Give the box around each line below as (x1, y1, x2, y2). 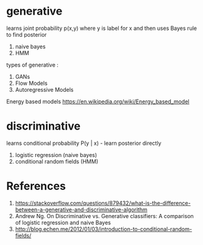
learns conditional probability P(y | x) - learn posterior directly (6, 139, 162, 147)
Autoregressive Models (15, 86, 74, 93)
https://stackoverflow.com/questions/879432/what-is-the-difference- (15, 199, 191, 207)
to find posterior (6, 31, 47, 38)
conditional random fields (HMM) (15, 158, 99, 165)
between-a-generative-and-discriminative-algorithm (15, 206, 148, 213)
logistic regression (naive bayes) (15, 151, 98, 158)
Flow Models (15, 79, 48, 87)
